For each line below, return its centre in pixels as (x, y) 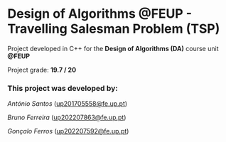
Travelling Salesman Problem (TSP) (114, 29)
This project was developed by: (63, 88)
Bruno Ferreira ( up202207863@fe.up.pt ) (67, 118)
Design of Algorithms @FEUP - (100, 14)
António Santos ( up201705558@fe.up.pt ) (68, 104)
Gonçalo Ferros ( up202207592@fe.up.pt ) (68, 131)
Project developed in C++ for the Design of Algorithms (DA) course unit (113, 48)
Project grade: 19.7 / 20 (42, 70)
